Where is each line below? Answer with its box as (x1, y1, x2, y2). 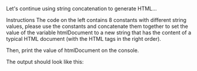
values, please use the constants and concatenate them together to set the (6, 23, 189, 30)
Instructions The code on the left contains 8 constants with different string (6, 17, 187, 23)
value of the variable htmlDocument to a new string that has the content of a (6, 29, 192, 36)
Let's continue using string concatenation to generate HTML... (6, 5, 157, 12)
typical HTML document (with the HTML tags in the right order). (6, 35, 161, 42)
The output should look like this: (6, 59, 84, 65)
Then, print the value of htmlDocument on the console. (6, 47, 139, 54)
